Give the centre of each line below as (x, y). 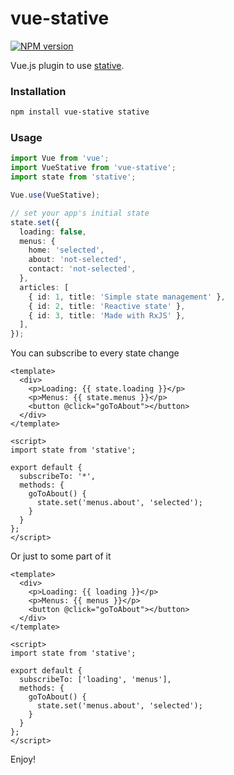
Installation (38, 91)
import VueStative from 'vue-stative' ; (93, 168)
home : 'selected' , (66, 250)
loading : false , (53, 232)
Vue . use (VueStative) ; (55, 195)
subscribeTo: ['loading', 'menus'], (95, 680)
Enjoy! (23, 759)
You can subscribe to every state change (95, 353)
